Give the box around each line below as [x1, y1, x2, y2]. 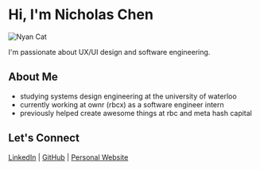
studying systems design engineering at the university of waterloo [19, 91, 237, 101]
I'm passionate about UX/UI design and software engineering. [8, 47, 211, 56]
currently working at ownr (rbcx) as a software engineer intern [19, 99, 224, 109]
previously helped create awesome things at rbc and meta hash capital [19, 108, 253, 118]
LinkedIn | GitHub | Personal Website [8, 153, 129, 162]
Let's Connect [8, 131, 80, 145]
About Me [8, 70, 58, 84]
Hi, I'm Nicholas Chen [8, 6, 153, 24]
